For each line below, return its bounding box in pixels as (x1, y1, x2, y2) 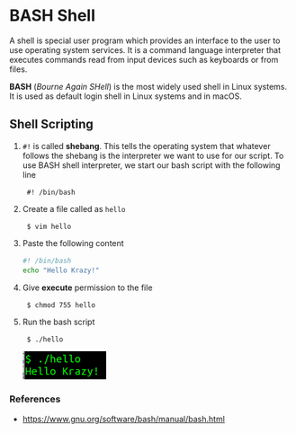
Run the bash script (22, 316, 95, 327)
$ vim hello (26, 222, 72, 231)
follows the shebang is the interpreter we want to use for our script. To (22, 150, 284, 161)
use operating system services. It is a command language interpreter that (9, 44, 282, 55)
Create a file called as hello (22, 203, 126, 214)
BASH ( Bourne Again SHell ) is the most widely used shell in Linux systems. (9, 81, 288, 92)
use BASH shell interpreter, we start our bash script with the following (22, 159, 281, 171)
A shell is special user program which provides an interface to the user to (9, 35, 281, 46)
